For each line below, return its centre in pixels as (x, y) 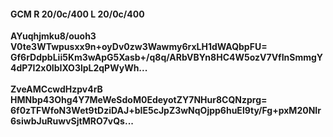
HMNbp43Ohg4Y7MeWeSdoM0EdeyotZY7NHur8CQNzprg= (139, 100)
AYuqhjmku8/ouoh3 (53, 36)
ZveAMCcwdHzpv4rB (56, 89)
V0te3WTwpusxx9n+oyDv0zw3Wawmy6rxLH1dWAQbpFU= (139, 47)
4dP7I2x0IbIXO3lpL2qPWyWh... (79, 68)
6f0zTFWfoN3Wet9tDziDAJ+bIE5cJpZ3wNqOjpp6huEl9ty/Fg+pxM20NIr (166, 111)
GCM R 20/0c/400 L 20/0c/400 (77, 14)
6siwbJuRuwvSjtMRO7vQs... (72, 121)
